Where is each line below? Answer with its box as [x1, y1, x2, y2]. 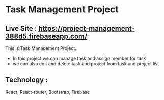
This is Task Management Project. [5, 45, 76, 52]
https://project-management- [38, 24, 135, 33]
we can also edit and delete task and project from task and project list [12, 61, 159, 67]
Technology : [5, 76, 48, 84]
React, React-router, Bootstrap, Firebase [5, 89, 90, 95]
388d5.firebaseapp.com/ [5, 32, 88, 40]
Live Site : [5, 24, 37, 33]
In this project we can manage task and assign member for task [12, 55, 146, 61]
